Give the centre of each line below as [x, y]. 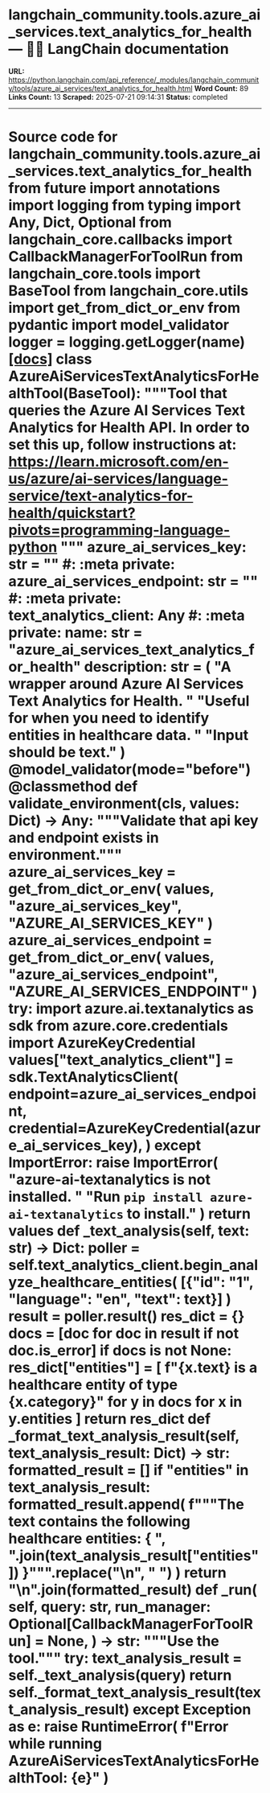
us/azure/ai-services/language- [119, 479]
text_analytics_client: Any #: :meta [127, 616]
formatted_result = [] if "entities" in [129, 1470]
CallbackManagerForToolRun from [126, 257]
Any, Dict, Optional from [90, 222]
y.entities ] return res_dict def [110, 1419]
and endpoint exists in [84, 838]
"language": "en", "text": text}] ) [120, 1300]
